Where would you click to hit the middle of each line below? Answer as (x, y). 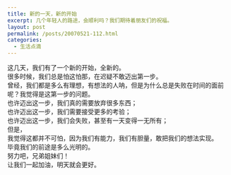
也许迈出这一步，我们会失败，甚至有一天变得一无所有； (88, 120)
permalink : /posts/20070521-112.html (63, 34)
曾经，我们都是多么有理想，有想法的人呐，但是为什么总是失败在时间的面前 (115, 85)
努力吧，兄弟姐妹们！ (38, 156)
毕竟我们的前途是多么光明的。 (51, 147)
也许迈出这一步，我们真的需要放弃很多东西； (72, 103)
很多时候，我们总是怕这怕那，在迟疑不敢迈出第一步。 (85, 76)
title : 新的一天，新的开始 (42, 14)
